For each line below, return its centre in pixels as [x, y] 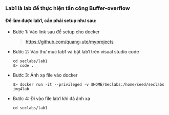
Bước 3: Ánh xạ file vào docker [45, 75]
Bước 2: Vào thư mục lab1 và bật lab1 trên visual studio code [76, 52]
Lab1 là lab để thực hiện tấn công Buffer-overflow [68, 8]
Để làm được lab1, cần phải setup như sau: [51, 21]
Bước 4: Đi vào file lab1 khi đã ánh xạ [51, 99]
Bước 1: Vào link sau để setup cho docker [56, 32]
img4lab [21, 89]
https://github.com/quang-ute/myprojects [69, 42]
